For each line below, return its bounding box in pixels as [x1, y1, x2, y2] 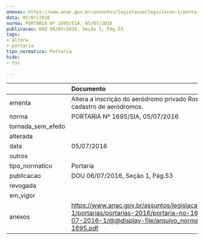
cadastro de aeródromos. [71, 103, 144, 111]
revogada [9, 182, 36, 190]
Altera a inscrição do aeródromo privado [71, 95, 187, 103]
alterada [9, 132, 33, 140]
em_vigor [9, 191, 35, 200]
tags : [6, 32, 20, 38]
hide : [6, 54, 20, 60]
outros [9, 152, 29, 160]
